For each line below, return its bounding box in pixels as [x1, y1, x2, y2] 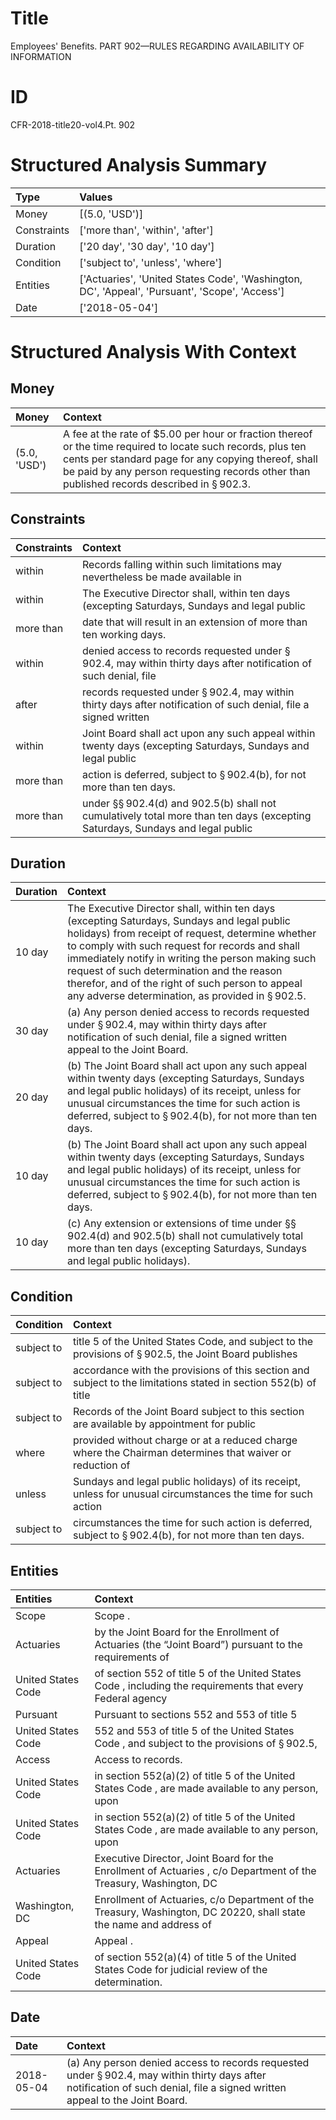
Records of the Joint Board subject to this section [73, 1405, 305, 1419]
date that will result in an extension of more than [82, 615, 308, 629]
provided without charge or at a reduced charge [73, 1433, 298, 1447]
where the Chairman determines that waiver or [73, 1446, 292, 1460]
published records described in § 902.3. [63, 477, 252, 491]
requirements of [94, 1650, 170, 1664]
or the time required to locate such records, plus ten [63, 439, 307, 453]
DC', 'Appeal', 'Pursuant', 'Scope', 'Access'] [79, 284, 285, 298]
